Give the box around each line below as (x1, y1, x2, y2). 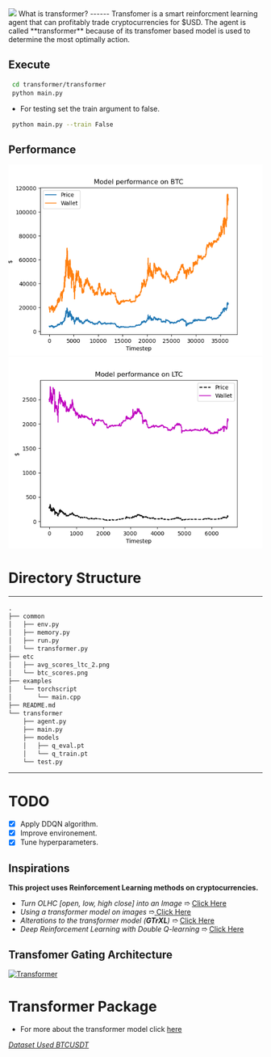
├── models (23, 734, 60, 742)
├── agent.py (23, 717, 67, 726)
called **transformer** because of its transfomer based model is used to (8, 26, 251, 36)
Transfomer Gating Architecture (8, 948, 173, 962)
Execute (8, 58, 51, 72)
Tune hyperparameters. (19, 837, 99, 848)
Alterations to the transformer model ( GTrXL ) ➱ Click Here (19, 915, 215, 925)
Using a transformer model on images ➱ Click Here (19, 907, 192, 917)
